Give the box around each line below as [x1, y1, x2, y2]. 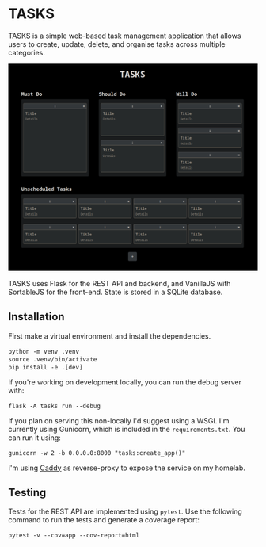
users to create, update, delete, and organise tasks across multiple [8, 39, 226, 48]
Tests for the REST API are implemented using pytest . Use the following [8, 507, 243, 516]
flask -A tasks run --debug [8, 402, 101, 410]
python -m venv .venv [8, 347, 80, 355]
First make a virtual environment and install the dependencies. [8, 331, 211, 341]
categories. [8, 48, 45, 57]
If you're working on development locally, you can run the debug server [8, 377, 241, 387]
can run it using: [8, 433, 61, 442]
